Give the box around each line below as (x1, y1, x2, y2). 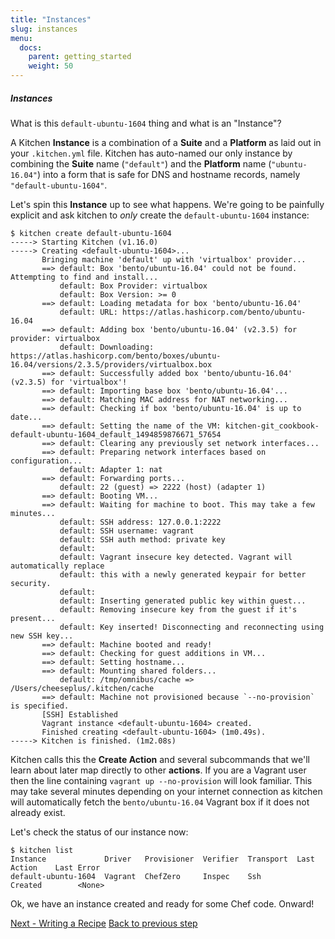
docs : (19, 42, 43, 53)
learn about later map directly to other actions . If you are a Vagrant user (10, 764, 307, 776)
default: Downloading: (59, 342, 155, 352)
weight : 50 (28, 61, 74, 71)
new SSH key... (10, 631, 74, 641)
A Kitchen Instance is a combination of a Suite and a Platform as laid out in (10, 136, 322, 148)
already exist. (10, 806, 66, 818)
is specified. (10, 701, 70, 711)
